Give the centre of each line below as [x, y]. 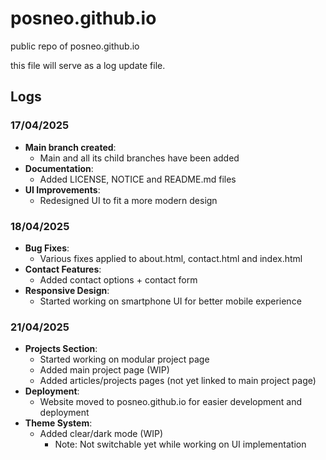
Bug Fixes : [47, 248]
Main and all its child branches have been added [139, 158]
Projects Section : [61, 349]
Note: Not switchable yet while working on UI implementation [180, 444]
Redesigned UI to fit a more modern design [128, 200]
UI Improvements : [62, 189]
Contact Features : [63, 269]
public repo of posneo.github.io [75, 46]
